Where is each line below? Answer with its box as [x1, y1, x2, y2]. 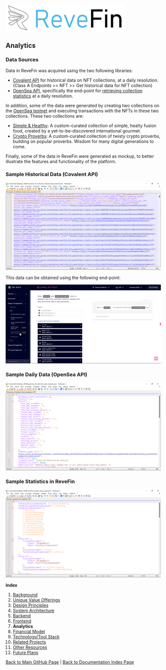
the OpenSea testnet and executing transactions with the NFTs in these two [5, 108, 159, 114]
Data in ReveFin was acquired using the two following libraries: [5, 67, 133, 73]
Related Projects [12, 639, 46, 645]
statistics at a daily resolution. [12, 93, 73, 99]
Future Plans [12, 649, 38, 655]
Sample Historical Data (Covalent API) [5, 171, 98, 178]
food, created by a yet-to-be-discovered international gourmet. [12, 128, 141, 134]
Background [12, 591, 38, 597]
